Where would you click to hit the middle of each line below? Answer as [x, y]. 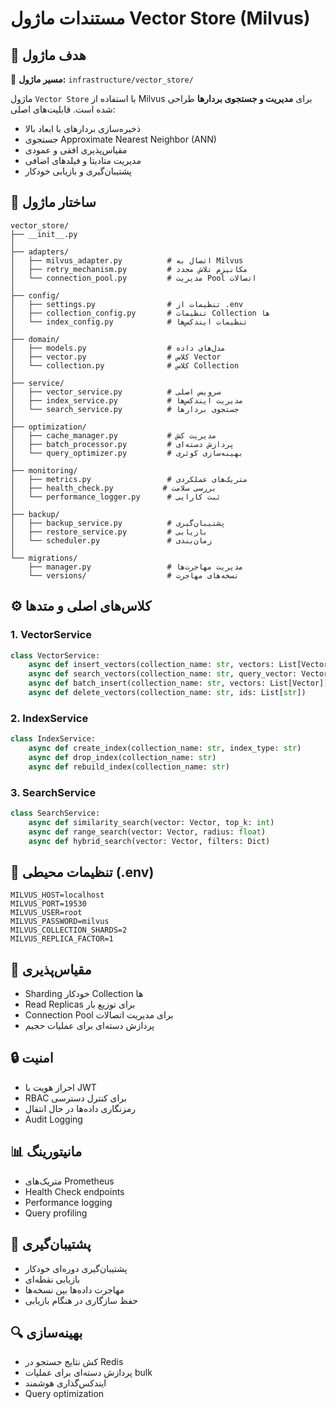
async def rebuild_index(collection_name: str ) [129, 767]
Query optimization [64, 1394]
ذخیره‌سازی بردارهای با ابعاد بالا [82, 128]
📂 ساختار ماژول [53, 202]
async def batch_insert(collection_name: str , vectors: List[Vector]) [178, 683]
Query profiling [56, 1213]
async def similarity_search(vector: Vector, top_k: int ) [151, 822]
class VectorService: [55, 655]
